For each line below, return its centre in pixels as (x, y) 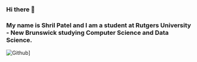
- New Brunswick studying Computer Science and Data (87, 32)
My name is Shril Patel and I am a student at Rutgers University (99, 25)
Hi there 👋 (21, 9)
